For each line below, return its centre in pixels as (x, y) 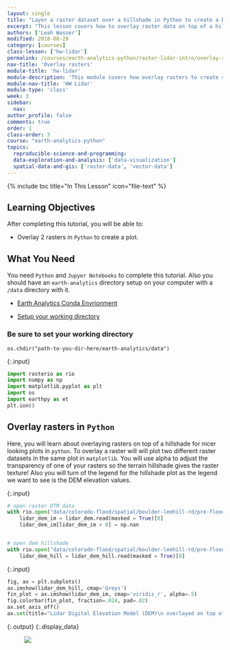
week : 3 (18, 97)
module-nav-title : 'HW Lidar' (50, 84)
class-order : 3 (29, 134)
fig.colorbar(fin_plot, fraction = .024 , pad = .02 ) (78, 601)
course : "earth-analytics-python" (56, 141)
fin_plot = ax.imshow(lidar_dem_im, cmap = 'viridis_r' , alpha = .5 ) (102, 594)
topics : (18, 147)
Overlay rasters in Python (61, 427)
